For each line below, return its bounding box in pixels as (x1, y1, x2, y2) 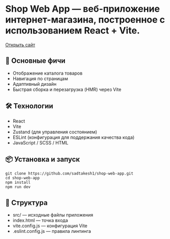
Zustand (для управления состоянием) (12, 129, 98, 135)
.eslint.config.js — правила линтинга (12, 228, 91, 234)
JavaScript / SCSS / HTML (12, 139, 69, 146)
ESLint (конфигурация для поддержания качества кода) (12, 134, 135, 140)
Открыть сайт (5, 41, 36, 47)
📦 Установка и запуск (5, 155, 80, 163)
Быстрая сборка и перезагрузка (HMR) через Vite (12, 86, 122, 92)
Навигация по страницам (12, 75, 68, 82)
